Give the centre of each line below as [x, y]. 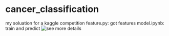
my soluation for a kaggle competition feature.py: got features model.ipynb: [85, 23]
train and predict [23, 28]
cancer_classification [52, 9]
